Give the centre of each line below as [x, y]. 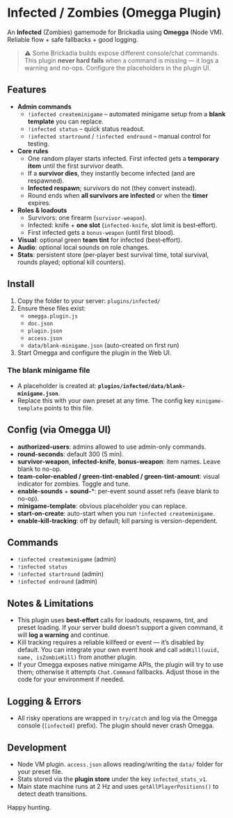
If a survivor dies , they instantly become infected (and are [111, 173]
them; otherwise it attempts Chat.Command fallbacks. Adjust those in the [119, 672]
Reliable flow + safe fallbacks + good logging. [73, 39]
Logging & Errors [45, 701]
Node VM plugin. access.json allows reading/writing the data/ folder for [120, 764]
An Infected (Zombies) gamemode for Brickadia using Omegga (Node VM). [115, 32]
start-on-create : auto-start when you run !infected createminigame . [116, 513]
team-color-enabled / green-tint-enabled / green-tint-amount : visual [119, 476]
